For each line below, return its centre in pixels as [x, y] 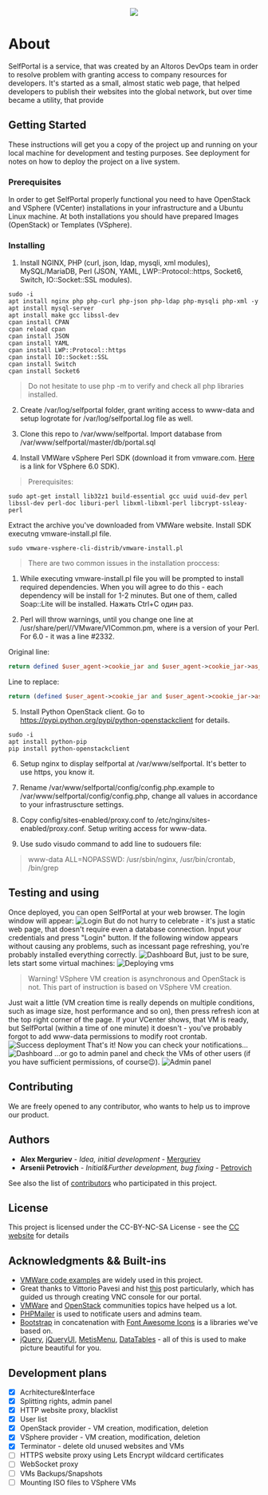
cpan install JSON [39, 336]
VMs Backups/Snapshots [61, 1473]
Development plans [58, 1373]
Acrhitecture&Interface [57, 1392]
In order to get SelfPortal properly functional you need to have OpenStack [130, 200]
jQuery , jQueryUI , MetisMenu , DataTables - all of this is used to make [133, 1339]
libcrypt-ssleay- [219, 504]
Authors [29, 1140]
